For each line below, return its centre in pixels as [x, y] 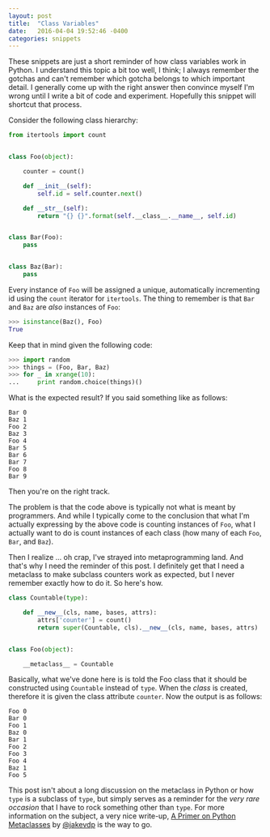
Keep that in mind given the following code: [80, 344]
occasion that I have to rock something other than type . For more [116, 808]
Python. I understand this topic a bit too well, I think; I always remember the [134, 70]
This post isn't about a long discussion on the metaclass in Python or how [131, 790]
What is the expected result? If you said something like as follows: [118, 398]
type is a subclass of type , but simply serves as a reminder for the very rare [134, 799]
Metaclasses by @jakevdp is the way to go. [80, 825]
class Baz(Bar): [36, 267]
